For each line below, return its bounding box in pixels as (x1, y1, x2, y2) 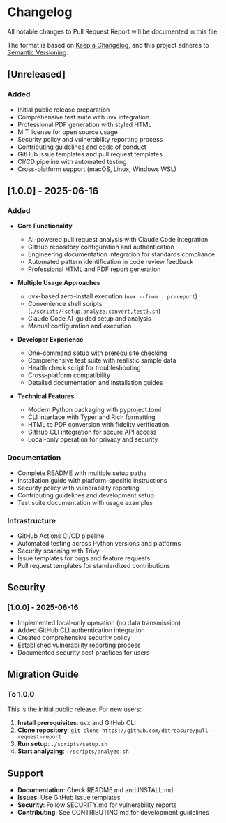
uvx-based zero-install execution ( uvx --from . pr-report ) (27, 292, 197, 300)
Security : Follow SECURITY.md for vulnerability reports (17, 801, 177, 809)
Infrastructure (7, 516, 56, 525)
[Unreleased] (7, 68, 66, 80)
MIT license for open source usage (17, 127, 119, 136)
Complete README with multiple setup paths (17, 469, 147, 477)
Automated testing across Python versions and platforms (17, 539, 181, 547)
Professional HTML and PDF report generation (27, 265, 161, 273)
